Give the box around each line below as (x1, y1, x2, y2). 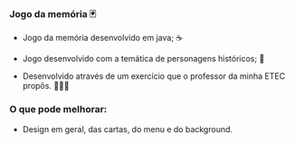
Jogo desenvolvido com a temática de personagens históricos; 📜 (22, 53, 265, 64)
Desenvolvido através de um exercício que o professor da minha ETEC (22, 71, 286, 82)
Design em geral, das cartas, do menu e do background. (22, 123, 233, 134)
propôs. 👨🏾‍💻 (22, 81, 70, 91)
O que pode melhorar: (9, 103, 108, 116)
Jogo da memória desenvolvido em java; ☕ (22, 33, 184, 43)
